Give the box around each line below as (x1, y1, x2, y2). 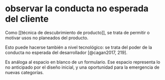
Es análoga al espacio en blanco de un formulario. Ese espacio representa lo (5, 59, 161, 65)
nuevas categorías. (5, 69, 44, 75)
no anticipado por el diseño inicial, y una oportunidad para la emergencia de (5, 64, 160, 70)
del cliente (5, 13, 49, 25)
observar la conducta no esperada (5, 3, 149, 14)
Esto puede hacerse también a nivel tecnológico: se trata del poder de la (5, 44, 152, 50)
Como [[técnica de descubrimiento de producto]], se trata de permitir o (5, 29, 150, 35)
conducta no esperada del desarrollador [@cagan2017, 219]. (5, 50, 128, 55)
